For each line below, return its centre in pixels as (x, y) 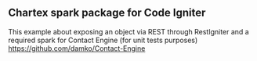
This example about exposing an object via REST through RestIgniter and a (128, 31)
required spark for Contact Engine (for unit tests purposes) (103, 40)
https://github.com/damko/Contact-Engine (77, 48)
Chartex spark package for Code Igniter (107, 13)
